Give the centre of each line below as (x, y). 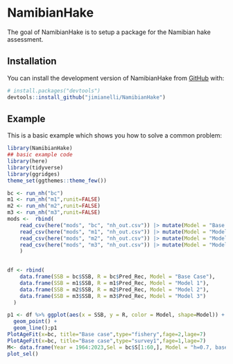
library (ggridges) (34, 174)
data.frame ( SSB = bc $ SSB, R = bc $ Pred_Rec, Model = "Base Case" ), (118, 277)
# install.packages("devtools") (54, 91)
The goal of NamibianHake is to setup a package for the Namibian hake (109, 32)
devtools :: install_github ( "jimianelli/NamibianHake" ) (87, 97)
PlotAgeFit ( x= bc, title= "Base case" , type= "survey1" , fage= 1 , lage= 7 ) (107, 341)
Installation (32, 61)
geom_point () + (35, 322)
